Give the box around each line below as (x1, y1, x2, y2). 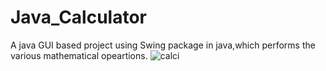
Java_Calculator (10, 6, 147, 29)
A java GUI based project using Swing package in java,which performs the (10, 39, 316, 51)
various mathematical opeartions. (10, 49, 148, 61)
